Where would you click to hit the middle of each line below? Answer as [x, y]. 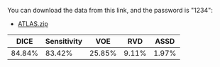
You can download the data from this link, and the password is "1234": [110, 10]
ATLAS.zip [33, 24]
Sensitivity [64, 41]
